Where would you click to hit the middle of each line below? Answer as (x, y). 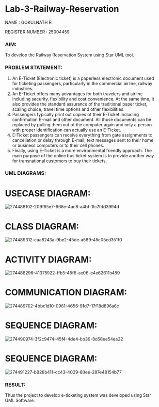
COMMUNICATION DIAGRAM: (66, 293)
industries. (23, 88)
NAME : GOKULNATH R (28, 22)
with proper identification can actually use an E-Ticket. (66, 130)
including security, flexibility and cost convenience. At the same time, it (83, 99)
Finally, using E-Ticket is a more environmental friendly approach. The (82, 150)
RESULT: (15, 385)
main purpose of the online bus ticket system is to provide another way (83, 155)
